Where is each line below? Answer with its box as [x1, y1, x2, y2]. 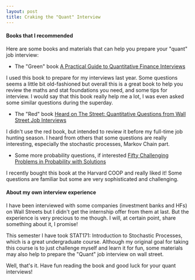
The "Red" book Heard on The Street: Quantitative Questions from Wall [14, 110, 186, 117]
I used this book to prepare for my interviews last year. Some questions [6, 74, 178, 81]
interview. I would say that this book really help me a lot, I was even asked [6, 93, 184, 100]
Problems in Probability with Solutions [14, 158, 107, 165]
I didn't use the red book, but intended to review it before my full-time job [6, 128, 183, 135]
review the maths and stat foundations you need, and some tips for [6, 86, 168, 94]
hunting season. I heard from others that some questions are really [6, 134, 167, 141]
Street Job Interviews [14, 117, 67, 124]
